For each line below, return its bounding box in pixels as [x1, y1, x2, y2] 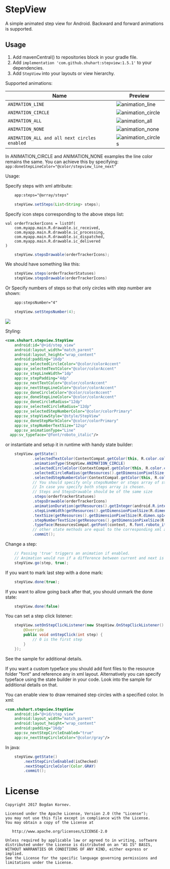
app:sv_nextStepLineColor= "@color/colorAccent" [14, 385, 116, 390]
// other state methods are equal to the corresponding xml [32, 527, 162, 532]
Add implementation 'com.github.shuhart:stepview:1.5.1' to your [12, 59, 152, 66]
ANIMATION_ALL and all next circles [8, 135, 96, 141]
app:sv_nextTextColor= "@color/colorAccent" [14, 380, 108, 385]
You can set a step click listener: [5, 613, 73, 619]
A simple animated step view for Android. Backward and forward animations [5, 20, 164, 26]
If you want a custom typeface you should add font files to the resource [5, 665, 155, 672]
